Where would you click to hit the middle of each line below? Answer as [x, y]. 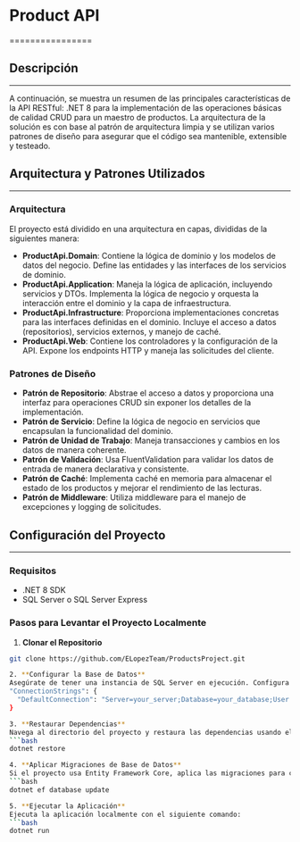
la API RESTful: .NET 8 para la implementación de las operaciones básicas [146, 107]
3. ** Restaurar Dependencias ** [67, 724]
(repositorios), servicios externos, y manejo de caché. [121, 331]
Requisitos [33, 571]
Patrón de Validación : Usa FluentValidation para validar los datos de [148, 460]
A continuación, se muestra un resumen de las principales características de [150, 98]
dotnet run [29, 831]
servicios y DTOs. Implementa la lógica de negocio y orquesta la [140, 293]
